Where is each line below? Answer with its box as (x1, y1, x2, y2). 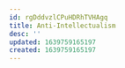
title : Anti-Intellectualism (9, 21, 116, 30)
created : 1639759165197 (9, 46, 97, 55)
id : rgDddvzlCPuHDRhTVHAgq (9, 12, 108, 22)
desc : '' (9, 29, 41, 38)
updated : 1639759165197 (9, 37, 97, 47)
